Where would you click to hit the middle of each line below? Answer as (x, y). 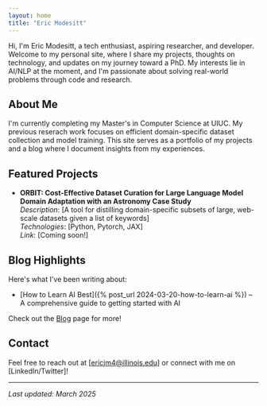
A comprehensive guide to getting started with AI (100, 303)
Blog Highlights (47, 260)
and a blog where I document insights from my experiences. (106, 149)
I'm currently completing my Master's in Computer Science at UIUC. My (126, 123)
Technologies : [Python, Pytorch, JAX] (81, 226)
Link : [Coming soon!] (54, 235)
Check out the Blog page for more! (65, 318)
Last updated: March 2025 (52, 393)
